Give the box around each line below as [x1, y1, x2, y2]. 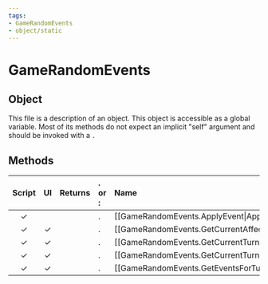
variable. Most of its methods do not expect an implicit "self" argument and [8, 122, 255, 132]
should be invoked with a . [8, 131, 97, 140]
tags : [8, 11, 26, 20]
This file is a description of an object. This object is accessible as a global [8, 113, 250, 124]
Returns [59, 187, 91, 199]
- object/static [8, 26, 62, 34]
